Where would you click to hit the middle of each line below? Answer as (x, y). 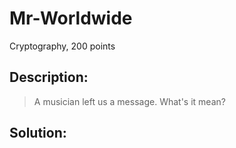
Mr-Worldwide (71, 18)
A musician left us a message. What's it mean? (129, 101)
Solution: (38, 133)
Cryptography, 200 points (62, 46)
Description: (49, 77)
